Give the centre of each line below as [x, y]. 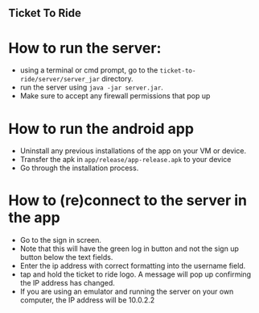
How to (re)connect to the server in [128, 200]
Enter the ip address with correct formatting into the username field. [133, 266]
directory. [118, 79]
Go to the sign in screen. [61, 240]
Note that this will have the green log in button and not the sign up [129, 248]
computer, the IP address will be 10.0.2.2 [87, 300]
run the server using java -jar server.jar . [91, 87]
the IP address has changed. [67, 283]
